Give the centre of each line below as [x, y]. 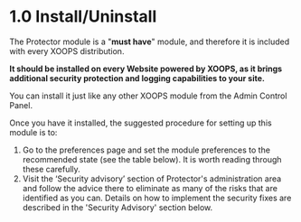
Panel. [21, 105]
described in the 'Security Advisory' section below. [118, 207]
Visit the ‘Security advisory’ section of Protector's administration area [152, 179]
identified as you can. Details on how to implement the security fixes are [157, 198]
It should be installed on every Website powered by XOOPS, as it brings [146, 69]
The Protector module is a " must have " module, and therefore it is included [150, 42]
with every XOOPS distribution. [67, 51]
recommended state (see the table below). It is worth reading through [152, 159]
